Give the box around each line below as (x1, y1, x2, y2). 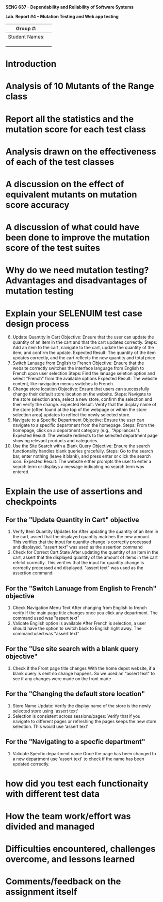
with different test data (5, 788, 100, 799)
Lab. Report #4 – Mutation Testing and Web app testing (5, 14, 119, 19)
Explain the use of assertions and (5, 486, 143, 497)
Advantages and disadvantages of (5, 275, 147, 286)
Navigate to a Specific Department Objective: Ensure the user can (12, 417, 145, 423)
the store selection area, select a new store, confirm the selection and (12, 396, 152, 402)
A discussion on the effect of (5, 178, 124, 190)
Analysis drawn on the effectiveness (5, 146, 157, 157)
